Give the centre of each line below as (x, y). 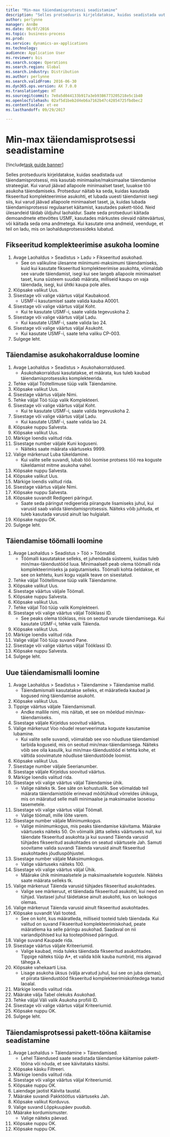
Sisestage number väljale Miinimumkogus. (57, 821)
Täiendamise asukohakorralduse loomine (73, 355)
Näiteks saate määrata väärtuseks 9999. (63, 449)
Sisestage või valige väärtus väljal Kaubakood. (62, 295)
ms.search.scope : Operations (37, 62)
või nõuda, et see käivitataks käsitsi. (72, 1064)
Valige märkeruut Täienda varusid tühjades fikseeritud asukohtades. (84, 886)
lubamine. (24, 734)
